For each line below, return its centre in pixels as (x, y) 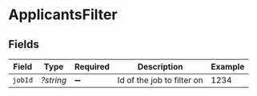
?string (54, 80)
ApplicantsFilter (63, 15)
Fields (24, 44)
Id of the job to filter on (160, 80)
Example (228, 67)
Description (160, 67)
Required (92, 67)
